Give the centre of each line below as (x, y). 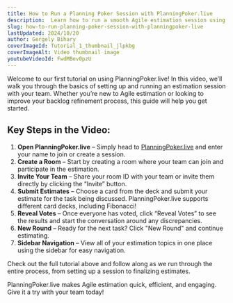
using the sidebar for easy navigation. (71, 250)
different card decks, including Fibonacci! (77, 206)
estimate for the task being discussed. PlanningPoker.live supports (113, 198)
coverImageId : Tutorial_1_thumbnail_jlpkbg (71, 46)
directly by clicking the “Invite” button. (72, 183)
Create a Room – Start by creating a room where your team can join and (120, 161)
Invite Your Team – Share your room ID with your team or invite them (116, 176)
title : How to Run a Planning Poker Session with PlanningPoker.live (110, 14)
